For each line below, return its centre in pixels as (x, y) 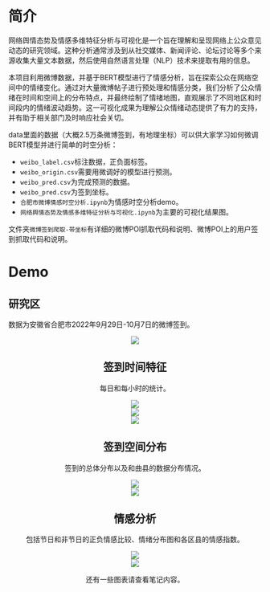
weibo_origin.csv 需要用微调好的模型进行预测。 (98, 171)
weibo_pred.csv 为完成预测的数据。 (77, 182)
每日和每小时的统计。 (135, 388)
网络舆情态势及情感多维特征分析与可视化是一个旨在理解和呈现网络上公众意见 (135, 40)
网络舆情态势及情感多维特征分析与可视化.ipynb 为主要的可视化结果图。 (126, 212)
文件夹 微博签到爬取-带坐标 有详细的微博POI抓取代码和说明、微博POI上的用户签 (133, 229)
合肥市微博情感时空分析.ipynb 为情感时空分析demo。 (101, 202)
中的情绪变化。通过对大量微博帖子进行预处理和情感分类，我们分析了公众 (135, 87)
